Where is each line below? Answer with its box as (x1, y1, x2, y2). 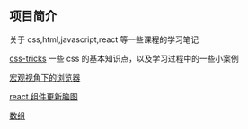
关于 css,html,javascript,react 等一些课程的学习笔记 (9, 34, 199, 45)
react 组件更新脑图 (9, 90, 78, 101)
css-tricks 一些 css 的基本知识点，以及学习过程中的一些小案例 (9, 53, 240, 64)
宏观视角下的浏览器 (9, 72, 81, 82)
